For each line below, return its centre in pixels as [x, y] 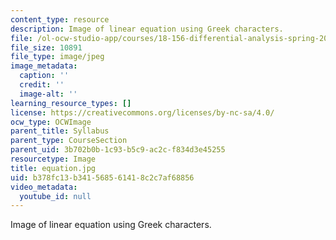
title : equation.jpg [53, 168]
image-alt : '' [48, 94]
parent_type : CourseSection [69, 141]
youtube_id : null [55, 196]
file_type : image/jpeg [57, 57]
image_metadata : [44, 66]
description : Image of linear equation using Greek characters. [147, 29]
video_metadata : [44, 187]
